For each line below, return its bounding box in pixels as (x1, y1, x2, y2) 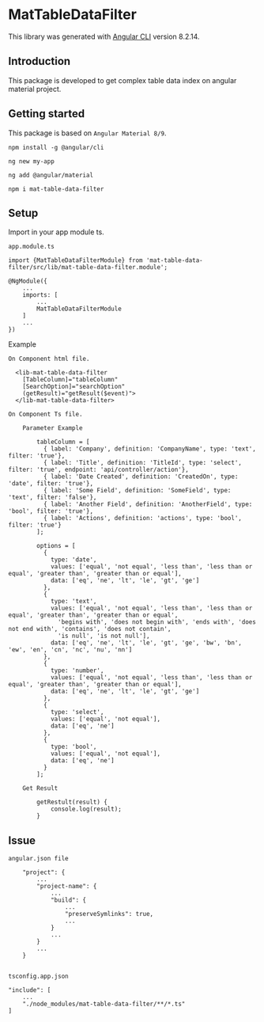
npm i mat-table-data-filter (8, 184, 104, 193)
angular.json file (8, 855, 69, 863)
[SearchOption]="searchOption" (22, 382, 126, 391)
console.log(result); (50, 805, 123, 813)
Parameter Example (22, 424, 83, 432)
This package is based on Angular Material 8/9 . (8, 128, 168, 138)
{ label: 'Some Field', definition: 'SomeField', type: (43, 487, 232, 495)
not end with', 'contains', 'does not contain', (8, 625, 172, 633)
